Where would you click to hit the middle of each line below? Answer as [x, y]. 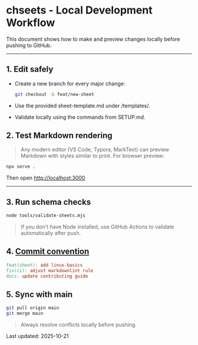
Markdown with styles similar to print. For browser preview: [93, 156]
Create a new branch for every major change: [70, 84]
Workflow [31, 23]
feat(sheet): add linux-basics [44, 265]
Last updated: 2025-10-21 [37, 336]
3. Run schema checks [49, 202]
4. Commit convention [48, 252]
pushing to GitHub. [29, 45]
